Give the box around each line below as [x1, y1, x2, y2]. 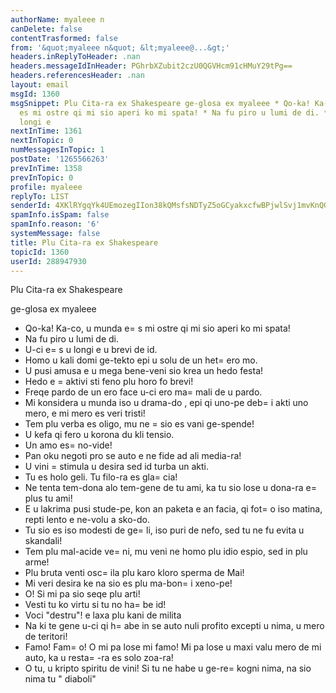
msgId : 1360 [10, 89, 60, 99]
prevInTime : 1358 [10, 163, 83, 173]
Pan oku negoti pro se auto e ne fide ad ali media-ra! [24, 450, 242, 462]
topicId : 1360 [10, 247, 70, 257]
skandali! [24, 535, 63, 547]
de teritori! [24, 631, 68, 643]
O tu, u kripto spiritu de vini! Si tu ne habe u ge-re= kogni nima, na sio [24, 662, 312, 675]
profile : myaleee [10, 182, 83, 192]
